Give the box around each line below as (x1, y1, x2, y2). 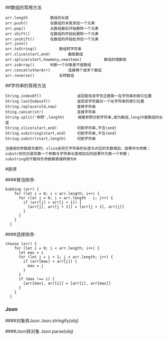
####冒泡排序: (5, 177, 36, 182)
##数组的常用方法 (5, 5, 42, 10)
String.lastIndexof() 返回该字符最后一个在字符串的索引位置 (5, 99, 144, 104)
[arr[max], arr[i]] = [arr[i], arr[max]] (23, 281, 111, 286)
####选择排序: (5, 232, 36, 237)
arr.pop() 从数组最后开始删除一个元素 (5, 26, 99, 31)
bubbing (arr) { (5, 187, 39, 192)
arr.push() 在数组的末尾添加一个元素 (5, 21, 95, 26)
